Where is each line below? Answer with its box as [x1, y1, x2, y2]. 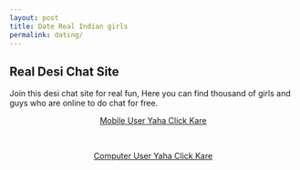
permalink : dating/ [9, 30, 84, 39]
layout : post [9, 13, 59, 23]
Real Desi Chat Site [9, 64, 120, 79]
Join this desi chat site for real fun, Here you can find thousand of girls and [9, 88, 292, 99]
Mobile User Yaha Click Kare [99, 115, 207, 126]
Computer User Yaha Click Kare [93, 151, 213, 162]
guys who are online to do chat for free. [9, 97, 159, 109]
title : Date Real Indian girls [9, 22, 129, 31]
